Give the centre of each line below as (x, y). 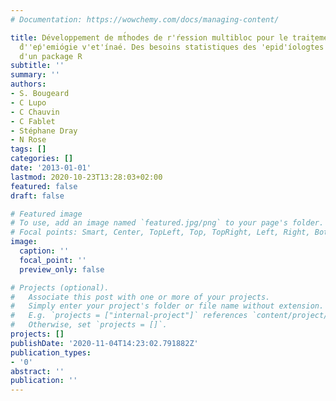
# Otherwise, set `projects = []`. (89, 325)
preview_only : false (62, 269)
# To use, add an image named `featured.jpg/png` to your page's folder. (167, 223)
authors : (28, 84)
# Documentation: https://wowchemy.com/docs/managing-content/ (145, 19)
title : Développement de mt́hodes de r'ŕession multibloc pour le (149, 37)
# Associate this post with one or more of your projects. (140, 297)
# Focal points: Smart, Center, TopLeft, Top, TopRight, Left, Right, (160, 232)
